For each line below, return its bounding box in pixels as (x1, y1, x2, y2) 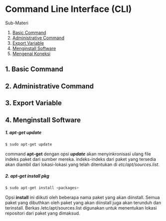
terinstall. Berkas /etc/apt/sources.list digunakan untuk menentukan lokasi (5, 205, 157, 211)
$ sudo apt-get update (5, 142, 52, 147)
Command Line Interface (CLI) (5, 3, 132, 15)
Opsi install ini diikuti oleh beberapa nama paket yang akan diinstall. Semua (5, 195, 160, 201)
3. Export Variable (5, 99, 62, 107)
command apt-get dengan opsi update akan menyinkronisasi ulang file (5, 151, 151, 157)
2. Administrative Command (5, 82, 94, 90)
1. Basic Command (5, 65, 64, 74)
